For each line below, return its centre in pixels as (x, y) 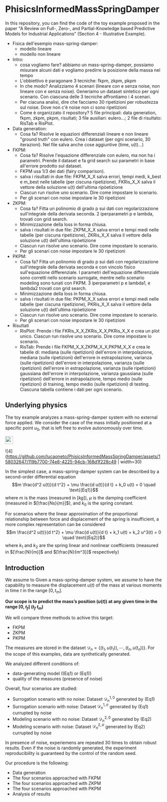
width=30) (131, 461)
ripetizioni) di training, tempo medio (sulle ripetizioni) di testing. (85, 384)
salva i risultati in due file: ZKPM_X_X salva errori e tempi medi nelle (89, 229)
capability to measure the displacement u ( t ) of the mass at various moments (83, 585)
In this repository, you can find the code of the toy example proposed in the (83, 23)
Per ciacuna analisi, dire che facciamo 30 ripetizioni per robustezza (89, 102)
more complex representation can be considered (55, 524)
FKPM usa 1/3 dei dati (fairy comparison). (62, 171)
